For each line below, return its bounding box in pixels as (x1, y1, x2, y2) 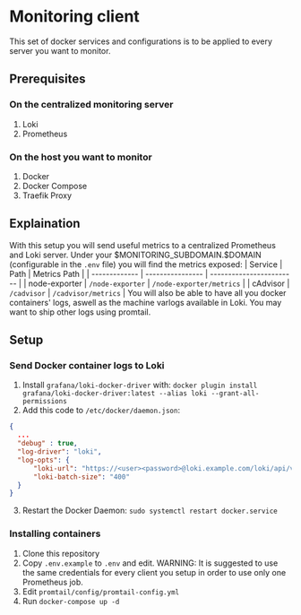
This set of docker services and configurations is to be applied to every (9, 36, 273, 47)
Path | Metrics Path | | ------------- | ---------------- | (9, 268, 209, 279)
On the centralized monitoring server (9, 99, 174, 111)
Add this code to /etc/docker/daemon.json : (21, 405, 181, 416)
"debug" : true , (17, 439, 78, 448)
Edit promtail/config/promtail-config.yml (21, 585, 180, 597)
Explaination (9, 216, 81, 231)
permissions (21, 397, 67, 406)
